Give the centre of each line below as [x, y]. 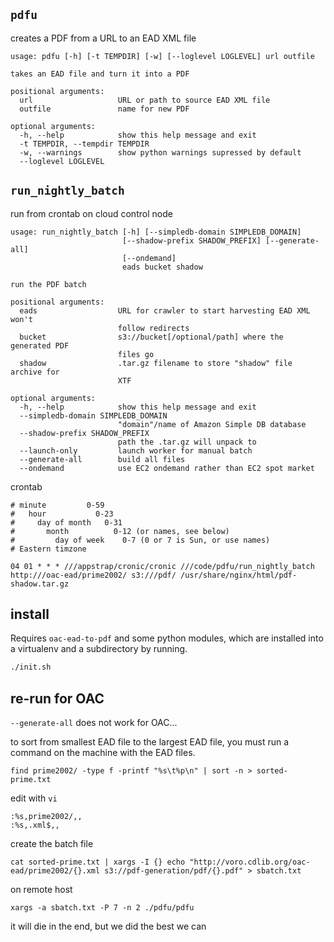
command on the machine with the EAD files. [103, 753]
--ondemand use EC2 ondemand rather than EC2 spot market [167, 468]
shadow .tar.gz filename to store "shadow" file [156, 363]
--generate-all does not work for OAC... [94, 723]
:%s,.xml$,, [35, 825]
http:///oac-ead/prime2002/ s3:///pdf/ [93, 575]
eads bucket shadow [162, 267]
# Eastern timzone [48, 549]
